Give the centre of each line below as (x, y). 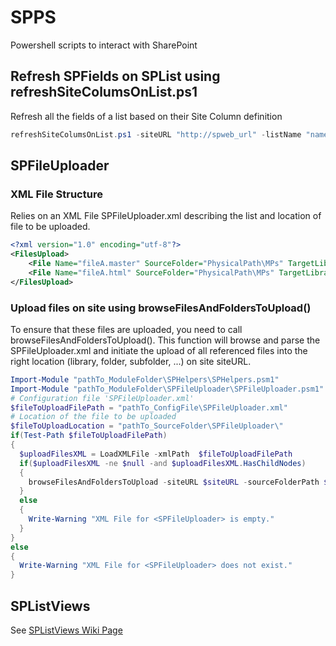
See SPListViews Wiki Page (66, 630)
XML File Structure (56, 194)
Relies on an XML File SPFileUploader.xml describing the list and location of (166, 216)
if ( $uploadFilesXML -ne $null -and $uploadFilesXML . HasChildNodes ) (163, 463)
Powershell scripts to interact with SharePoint (104, 45)
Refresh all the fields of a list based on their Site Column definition (146, 116)
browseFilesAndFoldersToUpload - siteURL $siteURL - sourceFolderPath (174, 482)
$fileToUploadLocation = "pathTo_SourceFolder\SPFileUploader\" (147, 426)
